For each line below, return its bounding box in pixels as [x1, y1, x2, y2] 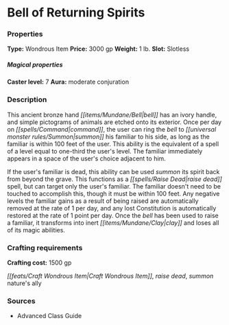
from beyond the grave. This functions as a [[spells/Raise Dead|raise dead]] [7, 175, 223, 183]
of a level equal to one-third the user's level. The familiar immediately [7, 147, 203, 155]
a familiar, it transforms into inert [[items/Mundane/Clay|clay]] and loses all [7, 218, 219, 227]
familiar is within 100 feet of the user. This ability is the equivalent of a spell [7, 139, 219, 148]
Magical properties [7, 60, 63, 69]
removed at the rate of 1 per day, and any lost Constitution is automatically [7, 204, 217, 212]
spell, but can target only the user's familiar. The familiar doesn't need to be [7, 182, 221, 190]
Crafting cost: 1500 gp [7, 258, 72, 267]
